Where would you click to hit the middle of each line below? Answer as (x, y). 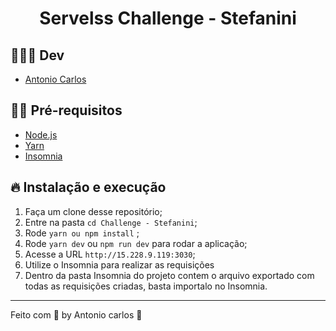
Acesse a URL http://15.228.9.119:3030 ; (110, 254)
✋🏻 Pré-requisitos (66, 110)
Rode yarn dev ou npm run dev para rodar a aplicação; (136, 243)
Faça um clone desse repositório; (93, 211)
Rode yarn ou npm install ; (82, 233)
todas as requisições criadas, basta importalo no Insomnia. (146, 286)
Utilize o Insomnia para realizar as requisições (119, 264)
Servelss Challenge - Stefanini (168, 18)
